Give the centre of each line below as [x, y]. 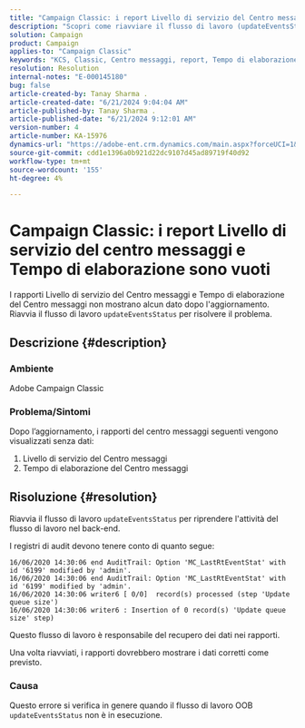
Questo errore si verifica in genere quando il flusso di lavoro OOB [131, 705]
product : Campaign [44, 43]
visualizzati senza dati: [52, 441]
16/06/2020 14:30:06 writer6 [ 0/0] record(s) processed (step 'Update [150, 594]
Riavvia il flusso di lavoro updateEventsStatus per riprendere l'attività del [144, 518]
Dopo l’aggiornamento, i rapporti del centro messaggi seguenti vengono [144, 431]
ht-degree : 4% [36, 178]
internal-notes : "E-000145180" [69, 77]
